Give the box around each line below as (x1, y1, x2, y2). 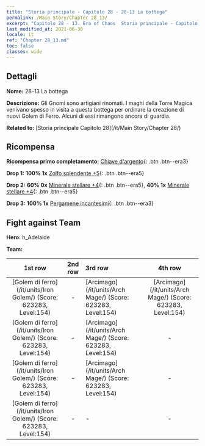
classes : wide (6, 49, 43, 55)
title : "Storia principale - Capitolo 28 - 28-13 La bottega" (6, 9, 168, 15)
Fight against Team (6, 217, 81, 228)
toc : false (6, 43, 34, 49)
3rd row (85, 264, 109, 272)
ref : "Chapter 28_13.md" (6, 37, 70, 43)
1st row (23, 264, 47, 272)
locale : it (6, 32, 34, 38)
